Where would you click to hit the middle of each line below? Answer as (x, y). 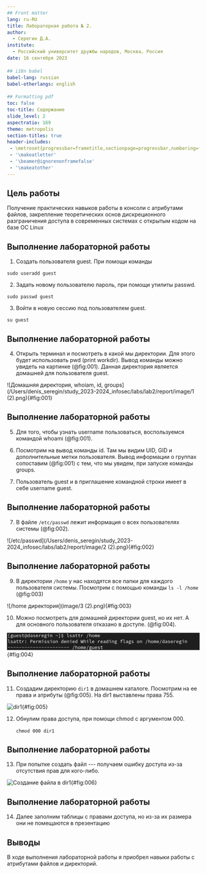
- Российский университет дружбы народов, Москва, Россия (88, 52)
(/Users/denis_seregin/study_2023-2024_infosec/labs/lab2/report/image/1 (101, 392)
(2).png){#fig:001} (30, 398)
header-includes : (29, 142)
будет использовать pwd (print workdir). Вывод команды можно (99, 360)
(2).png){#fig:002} (131, 547)
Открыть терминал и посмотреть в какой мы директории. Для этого (105, 354)
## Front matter (28, 13)
